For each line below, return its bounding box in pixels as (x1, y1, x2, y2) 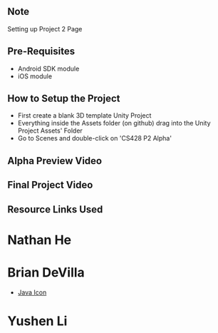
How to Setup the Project (7, 93, 120, 105)
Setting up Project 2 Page (7, 24, 83, 33)
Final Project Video (7, 179, 93, 191)
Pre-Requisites (7, 46, 76, 58)
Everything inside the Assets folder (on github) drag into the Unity (17, 119, 212, 128)
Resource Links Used (7, 203, 103, 215)
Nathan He (7, 232, 72, 248)
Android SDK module (17, 64, 80, 73)
